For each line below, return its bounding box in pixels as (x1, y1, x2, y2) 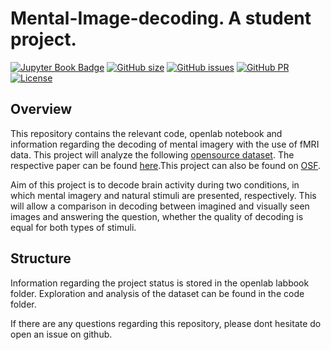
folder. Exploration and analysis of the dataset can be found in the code (10, 287, 305, 299)
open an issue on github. (10, 328, 113, 340)
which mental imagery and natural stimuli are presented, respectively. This (10, 189, 317, 201)
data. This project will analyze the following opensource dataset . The (10, 148, 295, 161)
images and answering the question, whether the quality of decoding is (10, 210, 304, 222)
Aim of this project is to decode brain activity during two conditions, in (10, 178, 300, 191)
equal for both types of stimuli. (10, 221, 137, 233)
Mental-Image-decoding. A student (10, 7, 312, 30)
